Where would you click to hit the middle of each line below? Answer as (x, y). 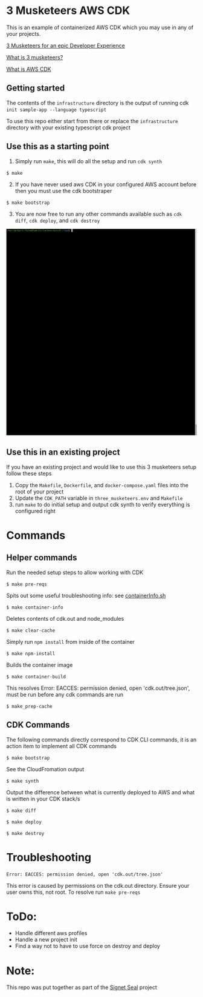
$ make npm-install (31, 654)
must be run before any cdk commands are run (65, 694)
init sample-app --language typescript (56, 110)
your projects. (24, 33)
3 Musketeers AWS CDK (68, 11)
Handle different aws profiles (51, 933)
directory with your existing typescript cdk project (69, 127)
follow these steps (29, 473)
